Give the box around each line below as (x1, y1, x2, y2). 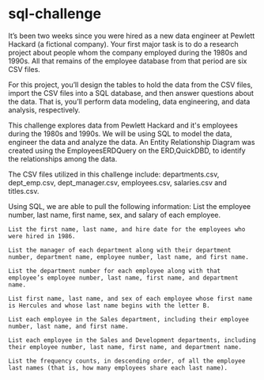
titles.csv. (8, 186, 40, 196)
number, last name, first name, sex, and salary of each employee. (8, 210, 221, 219)
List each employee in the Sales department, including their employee (8, 315, 249, 323)
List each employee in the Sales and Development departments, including (8, 336, 257, 344)
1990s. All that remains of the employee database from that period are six (8, 56, 247, 66)
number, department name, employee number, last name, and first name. (8, 253, 249, 261)
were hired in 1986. (8, 232, 77, 240)
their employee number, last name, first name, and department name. (8, 343, 243, 351)
